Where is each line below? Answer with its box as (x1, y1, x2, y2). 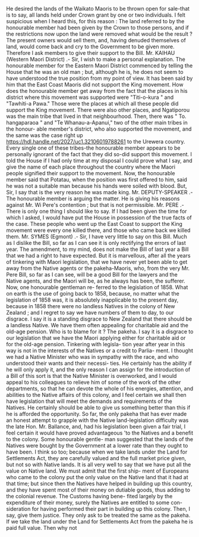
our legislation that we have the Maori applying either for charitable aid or (6, 334, 186, 342)
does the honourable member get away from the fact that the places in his (6, 88, 188, 94)
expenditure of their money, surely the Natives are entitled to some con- (6, 499, 183, 506)
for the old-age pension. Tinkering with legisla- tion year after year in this (6, 341, 185, 347)
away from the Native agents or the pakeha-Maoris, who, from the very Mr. (6, 265, 190, 272)
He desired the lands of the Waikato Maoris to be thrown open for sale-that (6, 5, 190, 12)
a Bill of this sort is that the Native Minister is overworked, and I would (6, 373, 177, 379)
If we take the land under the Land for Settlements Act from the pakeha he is (6, 518, 194, 525)
